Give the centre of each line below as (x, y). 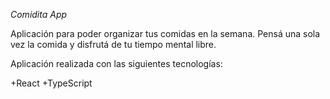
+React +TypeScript (51, 83)
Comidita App (39, 14)
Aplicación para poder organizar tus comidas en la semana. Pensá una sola (165, 33)
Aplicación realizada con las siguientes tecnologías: (116, 63)
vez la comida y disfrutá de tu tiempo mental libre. (113, 44)
